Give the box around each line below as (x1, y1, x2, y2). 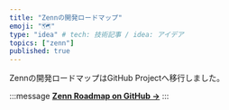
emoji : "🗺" (9, 22, 56, 31)
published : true (9, 47, 70, 56)
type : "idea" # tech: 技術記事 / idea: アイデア (9, 30, 185, 39)
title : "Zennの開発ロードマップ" (9, 13, 124, 23)
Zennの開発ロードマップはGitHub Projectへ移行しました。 (9, 73, 225, 84)
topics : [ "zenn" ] (9, 38, 75, 48)
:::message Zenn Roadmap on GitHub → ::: (9, 91, 169, 102)
